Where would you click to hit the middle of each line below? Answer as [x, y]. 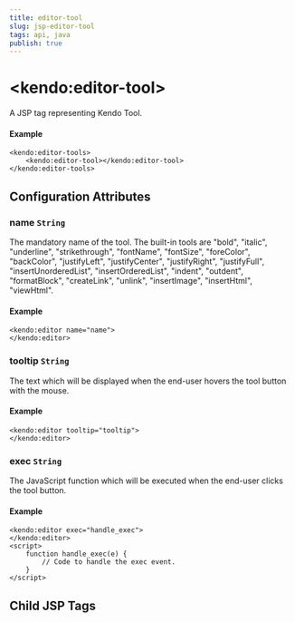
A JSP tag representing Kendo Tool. [76, 113]
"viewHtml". [32, 290]
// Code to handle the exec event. [109, 562]
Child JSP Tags [53, 605]
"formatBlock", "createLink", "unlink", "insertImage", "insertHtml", [131, 281]
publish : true [36, 43]
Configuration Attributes [80, 196]
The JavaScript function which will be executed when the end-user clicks [146, 481]
